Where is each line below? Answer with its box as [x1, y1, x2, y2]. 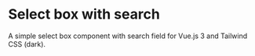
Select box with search [8, 5, 161, 23]
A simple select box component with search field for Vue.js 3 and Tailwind [8, 31, 248, 40]
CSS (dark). [8, 39, 46, 48]
